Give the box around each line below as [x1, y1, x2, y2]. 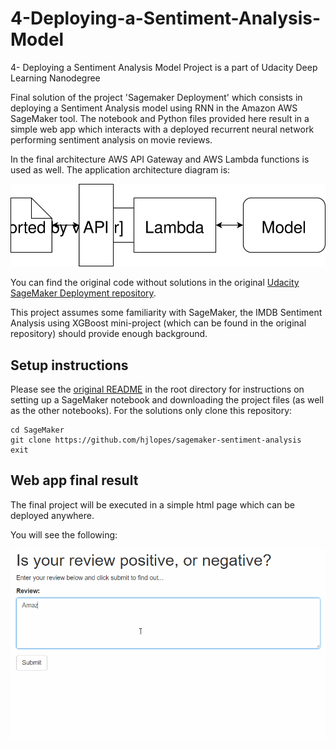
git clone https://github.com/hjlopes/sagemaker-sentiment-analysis [10, 435, 302, 446]
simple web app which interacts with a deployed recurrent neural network [10, 123, 315, 135]
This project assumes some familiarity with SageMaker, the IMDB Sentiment [10, 307, 323, 319]
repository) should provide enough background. [10, 328, 208, 340]
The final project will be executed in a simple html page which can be [10, 498, 295, 511]
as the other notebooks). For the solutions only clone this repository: [10, 405, 293, 417]
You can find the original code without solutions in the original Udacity [10, 277, 300, 289]
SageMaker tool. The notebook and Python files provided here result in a [10, 112, 310, 124]
